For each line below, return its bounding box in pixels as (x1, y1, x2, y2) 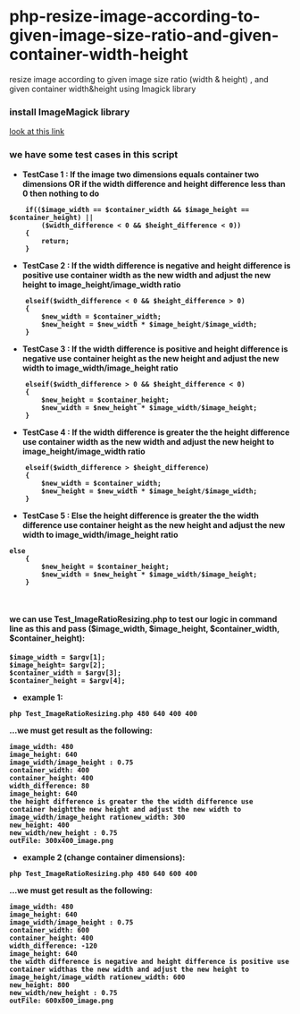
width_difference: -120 (9, 942, 98, 950)
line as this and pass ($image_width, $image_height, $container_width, (9, 624, 279, 635)
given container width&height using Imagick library (9, 83, 196, 94)
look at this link (9, 126, 65, 137)
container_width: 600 (9, 925, 90, 934)
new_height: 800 (9, 980, 70, 990)
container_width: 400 (9, 765, 90, 775)
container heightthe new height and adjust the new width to (9, 805, 242, 814)
